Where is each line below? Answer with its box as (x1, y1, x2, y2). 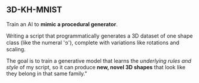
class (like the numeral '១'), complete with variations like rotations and (6, 39, 180, 46)
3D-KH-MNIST (6, 5, 63, 15)
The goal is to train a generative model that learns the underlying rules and (6, 57, 191, 64)
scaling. (6, 45, 26, 53)
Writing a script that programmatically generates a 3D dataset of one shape (6, 32, 194, 39)
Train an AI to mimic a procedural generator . (6, 20, 118, 27)
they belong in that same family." (6, 70, 87, 77)
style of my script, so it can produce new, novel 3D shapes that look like (6, 63, 186, 70)
